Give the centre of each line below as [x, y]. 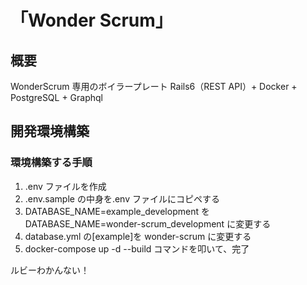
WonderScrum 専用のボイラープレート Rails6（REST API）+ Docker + [154, 86]
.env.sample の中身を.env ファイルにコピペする [122, 198]
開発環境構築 [50, 131]
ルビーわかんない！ [50, 270]
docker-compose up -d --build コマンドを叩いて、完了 [137, 248]
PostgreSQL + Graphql [57, 97]
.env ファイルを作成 [65, 186]
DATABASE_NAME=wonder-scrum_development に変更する [148, 223]
